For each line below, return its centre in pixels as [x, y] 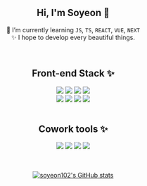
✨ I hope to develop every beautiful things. [73, 37]
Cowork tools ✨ [73, 129]
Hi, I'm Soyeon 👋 [73, 13]
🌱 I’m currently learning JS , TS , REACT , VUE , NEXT [73, 29]
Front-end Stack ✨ [73, 73]
